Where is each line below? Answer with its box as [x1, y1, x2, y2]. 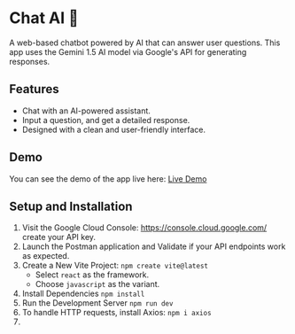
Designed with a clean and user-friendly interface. [21, 124, 206, 135]
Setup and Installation [9, 198, 133, 214]
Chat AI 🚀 [9, 8, 80, 28]
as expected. [21, 251, 70, 261]
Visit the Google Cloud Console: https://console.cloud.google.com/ [21, 222, 268, 233]
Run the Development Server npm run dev [21, 298, 174, 308]
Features [9, 82, 59, 97]
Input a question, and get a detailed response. [21, 114, 190, 125]
